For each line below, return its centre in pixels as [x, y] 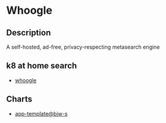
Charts [19, 99]
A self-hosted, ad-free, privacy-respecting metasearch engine [83, 47]
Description [28, 33]
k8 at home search [42, 66]
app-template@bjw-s [41, 113]
